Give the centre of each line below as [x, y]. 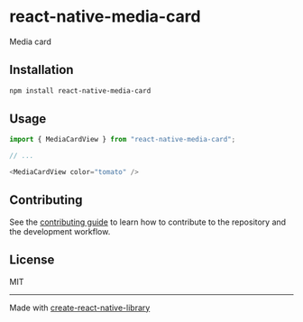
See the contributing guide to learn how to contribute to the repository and [148, 222]
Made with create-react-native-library [80, 308]
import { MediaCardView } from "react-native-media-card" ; [123, 140]
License [32, 260]
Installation [41, 70]
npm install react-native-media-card [80, 91]
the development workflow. [60, 231]
